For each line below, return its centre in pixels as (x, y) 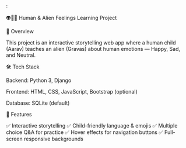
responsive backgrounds (53, 139)
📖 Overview (20, 31)
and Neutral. (21, 55)
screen (15, 139)
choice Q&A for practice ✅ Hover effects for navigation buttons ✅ (85, 132)
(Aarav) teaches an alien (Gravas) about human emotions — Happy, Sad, (93, 49)
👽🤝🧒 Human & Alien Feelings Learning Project (62, 18)
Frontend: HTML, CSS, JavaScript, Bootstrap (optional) (72, 92)
